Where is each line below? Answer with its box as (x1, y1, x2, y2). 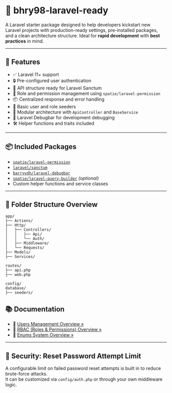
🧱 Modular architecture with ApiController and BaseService (12, 109, 138, 115)
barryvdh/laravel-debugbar (12, 171, 71, 176)
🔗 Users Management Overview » (12, 321, 84, 327)
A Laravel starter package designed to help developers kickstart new (5, 22, 151, 28)
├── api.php (5, 268, 31, 273)
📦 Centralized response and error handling (12, 96, 105, 102)
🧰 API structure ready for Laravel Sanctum (12, 85, 102, 91)
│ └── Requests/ (5, 245, 45, 251)
